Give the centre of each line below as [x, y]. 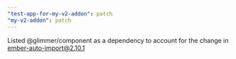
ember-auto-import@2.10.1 [46, 48]
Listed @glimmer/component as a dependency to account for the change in [118, 40]
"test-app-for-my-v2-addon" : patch [60, 14]
